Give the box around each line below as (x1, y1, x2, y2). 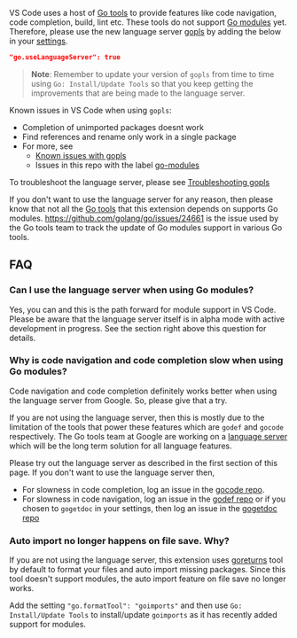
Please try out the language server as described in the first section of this (9, 457, 277, 468)
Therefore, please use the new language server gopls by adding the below (9, 27, 282, 36)
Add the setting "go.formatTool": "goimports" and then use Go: (9, 600, 243, 611)
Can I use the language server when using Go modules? (9, 284, 254, 296)
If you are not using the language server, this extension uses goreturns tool (9, 555, 284, 565)
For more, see (21, 141, 74, 152)
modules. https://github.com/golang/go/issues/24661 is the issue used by (9, 213, 279, 223)
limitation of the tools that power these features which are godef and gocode (9, 421, 284, 432)
